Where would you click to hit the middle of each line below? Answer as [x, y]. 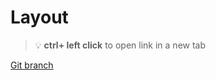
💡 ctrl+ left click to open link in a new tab [120, 45]
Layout [39, 17]
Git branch [32, 65]
